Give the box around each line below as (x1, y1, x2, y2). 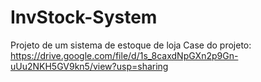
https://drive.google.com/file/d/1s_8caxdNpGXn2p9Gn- (10, 49, 239, 61)
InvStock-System (10, 6, 158, 29)
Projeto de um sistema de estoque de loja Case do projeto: (10, 39, 252, 51)
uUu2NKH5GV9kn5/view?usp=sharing (10, 60, 169, 72)
